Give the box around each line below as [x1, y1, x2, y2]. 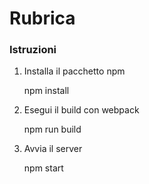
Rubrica [9, 7, 76, 30]
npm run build [23, 123, 82, 136]
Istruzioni [9, 43, 57, 57]
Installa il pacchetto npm [23, 65, 126, 77]
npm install [23, 85, 70, 97]
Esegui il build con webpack [23, 104, 140, 116]
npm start [23, 162, 64, 174]
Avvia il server [23, 143, 83, 155]
